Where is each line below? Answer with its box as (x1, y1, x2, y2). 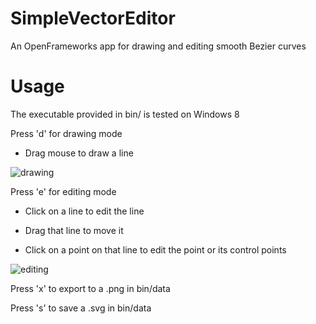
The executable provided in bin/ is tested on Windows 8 (10, 108, 240, 120)
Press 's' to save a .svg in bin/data (10, 302, 152, 314)
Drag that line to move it (24, 224, 124, 236)
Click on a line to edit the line (24, 205, 145, 217)
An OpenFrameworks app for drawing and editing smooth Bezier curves (10, 40, 307, 52)
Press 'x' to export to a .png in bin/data (10, 282, 171, 294)
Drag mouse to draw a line (24, 147, 134, 159)
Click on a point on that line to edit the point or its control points (24, 243, 287, 256)
